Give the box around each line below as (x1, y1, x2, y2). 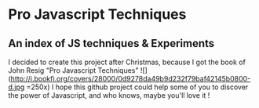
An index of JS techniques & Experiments (8, 37, 215, 50)
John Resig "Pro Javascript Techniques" (8, 66, 139, 75)
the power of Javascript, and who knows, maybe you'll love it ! (8, 91, 210, 99)
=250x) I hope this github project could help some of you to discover (26, 82, 249, 92)
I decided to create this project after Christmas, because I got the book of (8, 57, 246, 67)
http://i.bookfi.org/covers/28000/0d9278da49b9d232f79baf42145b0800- (10, 74, 251, 83)
